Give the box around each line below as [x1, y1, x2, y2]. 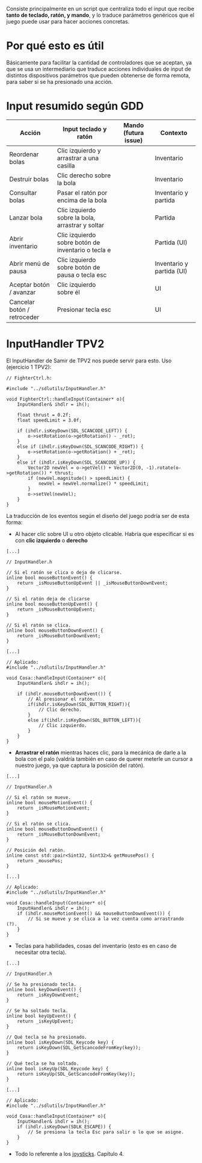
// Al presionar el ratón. [28, 696, 96, 702]
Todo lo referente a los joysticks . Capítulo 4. [14, 1150, 124, 1157]
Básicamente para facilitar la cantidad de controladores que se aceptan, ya [6, 58, 192, 66]
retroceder [9, 313, 40, 321]
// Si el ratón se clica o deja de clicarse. [6, 569, 122, 575]
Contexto [160, 128, 188, 137]
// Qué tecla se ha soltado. [6, 1061, 79, 1067]
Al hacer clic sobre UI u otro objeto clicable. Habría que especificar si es [14, 530, 194, 537]
